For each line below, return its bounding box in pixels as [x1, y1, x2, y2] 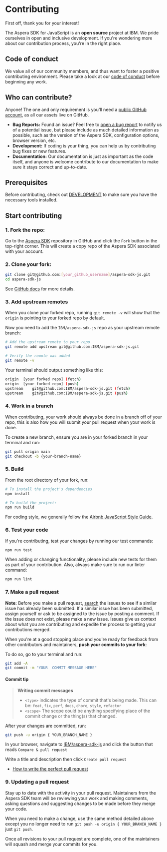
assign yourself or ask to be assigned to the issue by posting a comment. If [5, 611, 160, 617]
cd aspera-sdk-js [5, 277, 41, 282]
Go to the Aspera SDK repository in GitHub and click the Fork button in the [5, 238, 158, 244]
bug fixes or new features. [12, 148, 67, 154]
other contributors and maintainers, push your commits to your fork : [5, 641, 147, 648]
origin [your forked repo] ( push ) [5, 381, 79, 386]
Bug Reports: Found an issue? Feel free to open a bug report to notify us [12, 121, 162, 127]
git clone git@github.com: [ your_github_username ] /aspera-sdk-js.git [5, 272, 151, 277]
